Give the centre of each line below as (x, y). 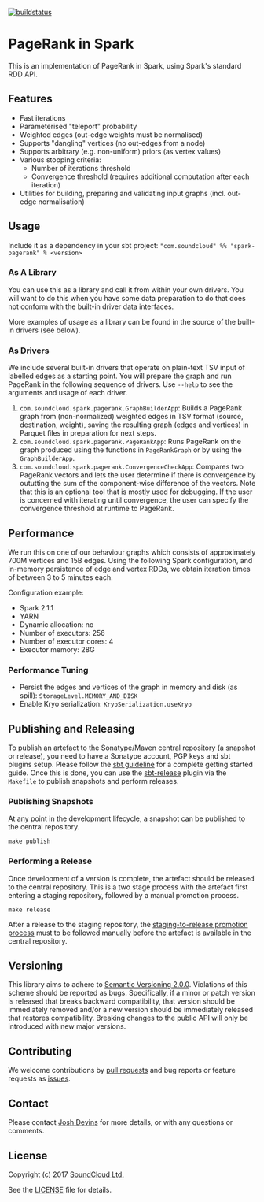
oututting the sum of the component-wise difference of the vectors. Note (137, 484)
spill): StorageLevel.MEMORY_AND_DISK (79, 696)
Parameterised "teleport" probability (78, 126)
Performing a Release (50, 861)
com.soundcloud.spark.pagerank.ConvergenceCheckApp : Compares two (131, 467)
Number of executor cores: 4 (66, 641)
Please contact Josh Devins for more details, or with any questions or (121, 1122)
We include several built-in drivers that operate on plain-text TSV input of (127, 368)
